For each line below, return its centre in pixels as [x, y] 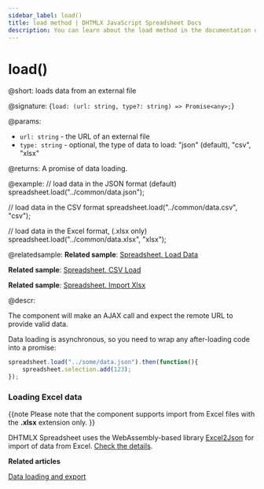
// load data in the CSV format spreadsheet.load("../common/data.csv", [123, 207]
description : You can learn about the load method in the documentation [130, 30]
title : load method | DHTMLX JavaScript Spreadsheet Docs [105, 23]
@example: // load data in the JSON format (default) [92, 184]
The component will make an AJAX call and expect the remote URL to [121, 316]
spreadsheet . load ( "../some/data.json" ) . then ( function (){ [103, 362]
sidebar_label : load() [45, 15]
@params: [25, 121]
